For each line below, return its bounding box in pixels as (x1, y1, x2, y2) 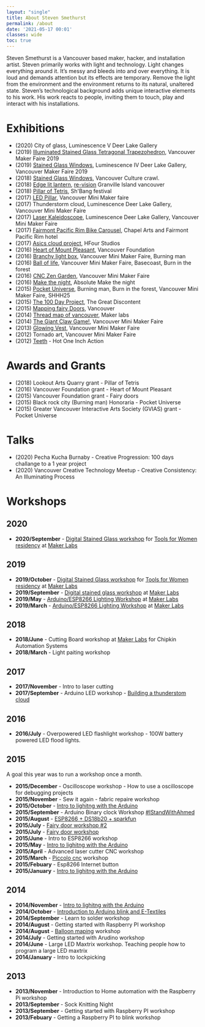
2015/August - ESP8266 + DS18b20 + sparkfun (15, 815, 136, 822)
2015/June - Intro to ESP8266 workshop (15, 834, 118, 842)
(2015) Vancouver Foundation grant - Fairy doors (15, 392, 139, 399)
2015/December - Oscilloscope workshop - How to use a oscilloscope (15, 782, 194, 790)
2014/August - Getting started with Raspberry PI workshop (15, 921, 166, 928)
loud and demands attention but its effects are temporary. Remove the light (6, 74, 196, 81)
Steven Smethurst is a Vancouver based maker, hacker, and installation (6, 55, 185, 61)
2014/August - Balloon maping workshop (15, 927, 121, 934)
